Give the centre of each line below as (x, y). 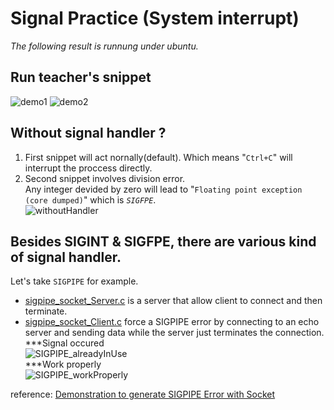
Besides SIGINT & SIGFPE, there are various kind (163, 241)
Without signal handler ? (88, 133)
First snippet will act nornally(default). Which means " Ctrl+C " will (158, 157)
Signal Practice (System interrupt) (155, 18)
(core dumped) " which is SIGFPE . (90, 199)
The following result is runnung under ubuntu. (104, 46)
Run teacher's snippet (81, 77)
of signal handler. (66, 257)
